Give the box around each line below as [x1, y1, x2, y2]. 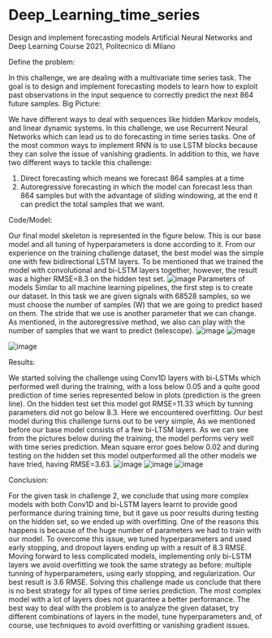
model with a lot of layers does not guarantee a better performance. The [8, 594, 250, 604]
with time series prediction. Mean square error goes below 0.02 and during [8, 441, 260, 452]
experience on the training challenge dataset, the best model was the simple [8, 248, 264, 258]
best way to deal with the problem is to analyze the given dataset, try [8, 603, 240, 613]
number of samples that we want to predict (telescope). [8, 325, 195, 335]
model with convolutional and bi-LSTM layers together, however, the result [8, 265, 257, 275]
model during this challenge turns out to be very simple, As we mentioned [8, 416, 256, 426]
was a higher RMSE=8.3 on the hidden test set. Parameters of [8, 274, 245, 284]
